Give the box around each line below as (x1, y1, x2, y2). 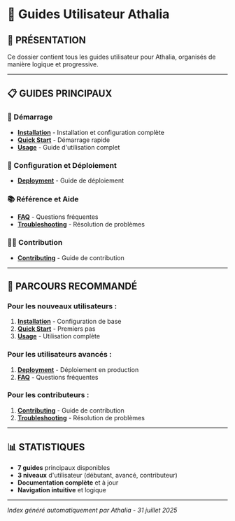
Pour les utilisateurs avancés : (7, 350, 112, 359)
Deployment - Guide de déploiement (17, 176, 124, 185)
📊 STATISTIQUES (7, 441, 85, 453)
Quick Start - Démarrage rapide (17, 136, 111, 144)
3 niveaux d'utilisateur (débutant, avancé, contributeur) (17, 471, 178, 479)
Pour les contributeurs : (7, 390, 90, 400)
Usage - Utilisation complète (17, 332, 100, 341)
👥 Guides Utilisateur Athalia (7, 6, 170, 22)
